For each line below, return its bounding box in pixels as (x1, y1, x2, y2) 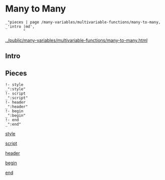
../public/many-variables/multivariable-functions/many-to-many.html (5, 37, 148, 43)
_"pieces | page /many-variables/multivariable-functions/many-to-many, (5, 20, 161, 25)
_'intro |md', (5, 24, 35, 29)
